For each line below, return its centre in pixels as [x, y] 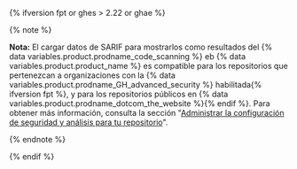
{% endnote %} [38, 139]
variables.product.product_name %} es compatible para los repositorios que [148, 66]
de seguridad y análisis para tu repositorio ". [89, 122]
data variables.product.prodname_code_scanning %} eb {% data [128, 56]
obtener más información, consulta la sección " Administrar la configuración [147, 113]
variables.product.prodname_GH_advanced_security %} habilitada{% [136, 84]
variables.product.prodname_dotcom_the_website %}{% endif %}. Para [140, 104]
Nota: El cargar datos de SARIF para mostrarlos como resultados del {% [141, 47]
